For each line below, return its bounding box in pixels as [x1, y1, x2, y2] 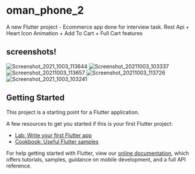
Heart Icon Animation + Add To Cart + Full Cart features [6, 29, 143, 36]
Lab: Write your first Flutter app [14, 132, 92, 139]
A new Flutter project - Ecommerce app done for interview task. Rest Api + [6, 23, 190, 30]
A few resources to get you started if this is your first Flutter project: [6, 120, 173, 127]
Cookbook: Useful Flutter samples [14, 138, 99, 145]
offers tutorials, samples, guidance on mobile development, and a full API [6, 156, 186, 163]
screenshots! [6, 47, 57, 57]
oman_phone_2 [6, 4, 85, 17]
